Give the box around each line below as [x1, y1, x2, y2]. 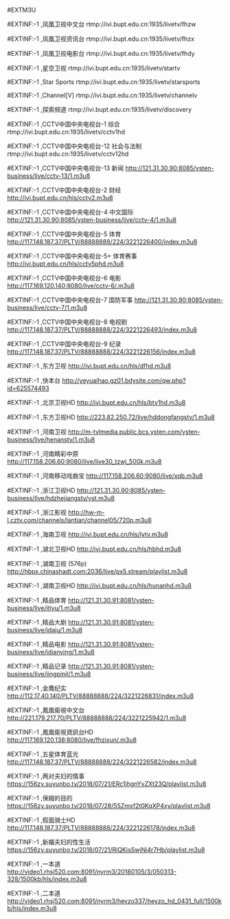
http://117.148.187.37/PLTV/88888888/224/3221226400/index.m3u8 [7, 238, 198, 245]
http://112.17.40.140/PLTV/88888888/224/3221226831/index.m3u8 [7, 692, 194, 700]
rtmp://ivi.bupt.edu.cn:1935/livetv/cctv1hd [7, 128, 126, 136]
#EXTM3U [7, 6, 36, 14]
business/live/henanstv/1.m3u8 [7, 436, 95, 443]
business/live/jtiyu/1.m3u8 [7, 604, 81, 612]
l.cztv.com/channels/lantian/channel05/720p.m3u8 [7, 516, 152, 524]
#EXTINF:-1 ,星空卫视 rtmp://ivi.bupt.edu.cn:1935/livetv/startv [7, 64, 181, 72]
